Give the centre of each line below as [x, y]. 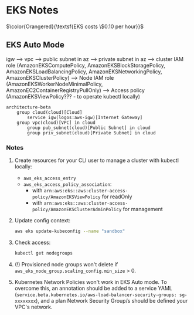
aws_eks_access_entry [50, 179]
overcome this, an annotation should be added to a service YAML [93, 288]
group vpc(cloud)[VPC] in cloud [56, 123]
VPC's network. [33, 307]
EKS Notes [32, 10]
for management [143, 209]
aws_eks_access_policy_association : [67, 184]
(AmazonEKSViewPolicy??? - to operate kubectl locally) [73, 96]
